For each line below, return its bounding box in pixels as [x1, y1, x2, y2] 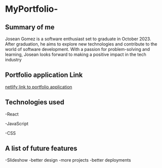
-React [5, 111, 19, 117]
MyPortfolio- [5, 3, 58, 15]
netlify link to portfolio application [5, 84, 72, 90]
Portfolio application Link [5, 71, 83, 79]
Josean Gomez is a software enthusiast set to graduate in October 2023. [5, 36, 151, 42]
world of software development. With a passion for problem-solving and [5, 47, 150, 52]
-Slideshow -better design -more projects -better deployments [5, 157, 131, 163]
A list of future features [5, 144, 78, 153]
